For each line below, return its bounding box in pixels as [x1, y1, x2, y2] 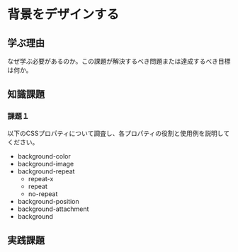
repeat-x [28, 174, 54, 183]
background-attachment [17, 205, 89, 213]
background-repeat [17, 167, 75, 176]
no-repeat [28, 189, 58, 198]
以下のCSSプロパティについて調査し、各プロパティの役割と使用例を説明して [7, 129, 230, 137]
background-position [17, 197, 79, 205]
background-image [17, 159, 74, 168]
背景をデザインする [7, 6, 120, 23]
